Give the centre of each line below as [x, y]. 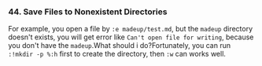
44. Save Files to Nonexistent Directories [88, 12]
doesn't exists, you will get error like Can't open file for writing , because [131, 37]
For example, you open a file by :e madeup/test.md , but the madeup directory [131, 29]
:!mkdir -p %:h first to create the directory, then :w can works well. [117, 54]
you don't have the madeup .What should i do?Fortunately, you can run [119, 46]
